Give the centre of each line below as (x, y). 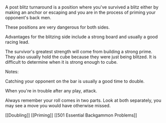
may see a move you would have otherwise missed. (58, 105)
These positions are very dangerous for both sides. (58, 27)
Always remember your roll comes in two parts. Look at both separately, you (83, 100)
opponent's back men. (28, 18)
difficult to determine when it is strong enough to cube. (61, 62)
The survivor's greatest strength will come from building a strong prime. (79, 52)
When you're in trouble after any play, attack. (51, 91)
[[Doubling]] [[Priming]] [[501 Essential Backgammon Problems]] (71, 115)
